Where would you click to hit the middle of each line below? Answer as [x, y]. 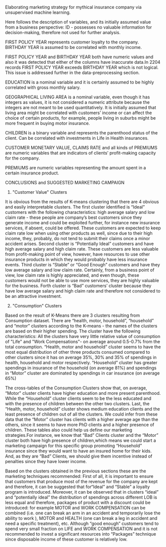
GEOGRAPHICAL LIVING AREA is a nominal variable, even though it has [78, 97]
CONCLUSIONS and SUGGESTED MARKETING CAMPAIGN [65, 183]
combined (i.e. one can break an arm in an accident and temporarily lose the [83, 513]
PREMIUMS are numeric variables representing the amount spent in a [76, 168]
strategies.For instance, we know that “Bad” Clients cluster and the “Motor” [82, 435]
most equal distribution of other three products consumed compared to [78, 352]
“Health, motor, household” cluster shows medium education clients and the [83, 409]
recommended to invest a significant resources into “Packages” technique [81, 534]
